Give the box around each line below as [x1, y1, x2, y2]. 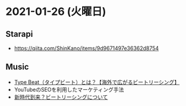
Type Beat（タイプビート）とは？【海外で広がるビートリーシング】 [14, 78, 180, 86]
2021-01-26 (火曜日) [5, 5, 106, 18]
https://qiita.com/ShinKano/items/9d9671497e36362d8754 [14, 45, 159, 52]
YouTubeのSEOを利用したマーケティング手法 [14, 86, 124, 93]
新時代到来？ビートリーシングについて [14, 93, 108, 101]
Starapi [5, 29, 33, 39]
